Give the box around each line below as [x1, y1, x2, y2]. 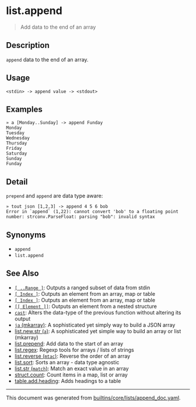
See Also [6, 268, 39, 279]
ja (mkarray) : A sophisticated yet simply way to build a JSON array [14, 321, 176, 329]
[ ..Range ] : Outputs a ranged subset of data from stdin [14, 284, 150, 291]
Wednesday [6, 135, 30, 141]
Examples [6, 104, 43, 114]
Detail [6, 177, 28, 187]
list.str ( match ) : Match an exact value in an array [14, 365, 129, 372]
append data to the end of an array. [6, 56, 89, 63]
